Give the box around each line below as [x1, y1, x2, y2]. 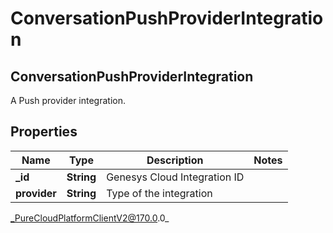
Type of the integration [106, 186, 213, 200]
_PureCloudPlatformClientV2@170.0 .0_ [10, 212, 170, 224]
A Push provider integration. [10, 95, 127, 106]
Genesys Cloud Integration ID [106, 170, 245, 184]
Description [146, 153, 204, 167]
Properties [10, 123, 78, 141]
